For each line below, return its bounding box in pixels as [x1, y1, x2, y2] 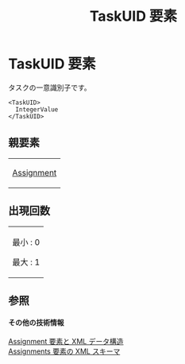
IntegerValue [15, 105, 59, 114]
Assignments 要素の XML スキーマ [8, 347, 121, 356]
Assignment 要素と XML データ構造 [8, 337, 124, 347]
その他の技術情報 [8, 317, 64, 327]
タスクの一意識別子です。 [8, 83, 91, 92]
